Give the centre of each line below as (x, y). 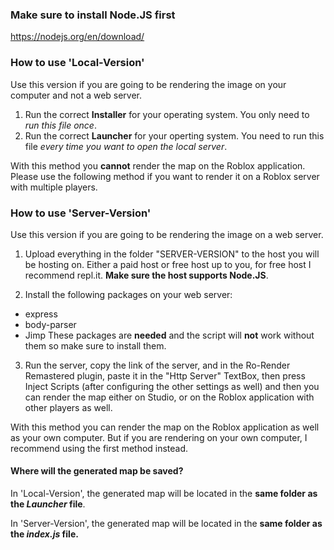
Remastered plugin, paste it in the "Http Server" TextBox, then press (165, 375)
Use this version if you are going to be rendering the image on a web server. (167, 234)
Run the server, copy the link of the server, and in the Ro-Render (157, 365)
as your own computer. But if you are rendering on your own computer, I (159, 437)
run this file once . (60, 125)
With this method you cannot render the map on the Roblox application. (158, 165)
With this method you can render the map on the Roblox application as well (165, 427)
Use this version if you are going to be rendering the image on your (148, 84)
